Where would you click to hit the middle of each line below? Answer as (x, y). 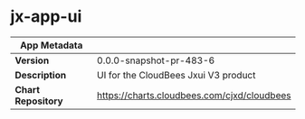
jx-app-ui (46, 17)
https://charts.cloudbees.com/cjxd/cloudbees (194, 95)
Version (32, 60)
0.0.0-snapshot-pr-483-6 (156, 60)
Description (41, 75)
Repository (39, 101)
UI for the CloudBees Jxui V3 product (176, 75)
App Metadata (52, 45)
